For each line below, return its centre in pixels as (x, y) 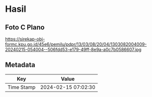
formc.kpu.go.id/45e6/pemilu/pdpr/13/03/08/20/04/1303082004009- (76, 44)
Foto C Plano (25, 27)
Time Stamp (22, 87)
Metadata (20, 65)
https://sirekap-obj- (25, 39)
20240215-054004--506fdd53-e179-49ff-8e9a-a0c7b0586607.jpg (73, 49)
